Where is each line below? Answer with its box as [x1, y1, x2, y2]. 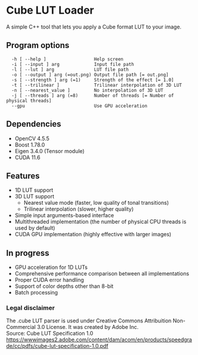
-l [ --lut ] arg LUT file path [11, 66, 129, 72]
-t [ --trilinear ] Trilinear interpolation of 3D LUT [11, 82, 183, 88]
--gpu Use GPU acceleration [11, 103, 147, 109]
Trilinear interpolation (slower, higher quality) [23, 205, 134, 213]
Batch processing [14, 289, 58, 296]
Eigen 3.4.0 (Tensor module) [14, 147, 85, 154]
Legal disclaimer [6, 304, 55, 312]
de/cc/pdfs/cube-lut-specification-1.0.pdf [6, 343, 109, 350]
